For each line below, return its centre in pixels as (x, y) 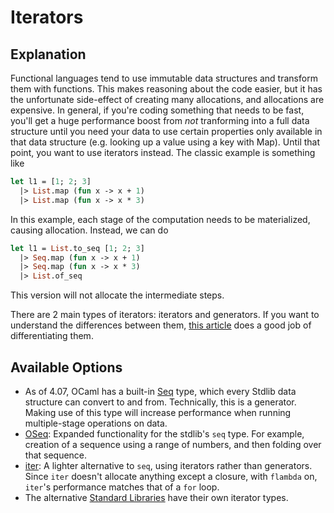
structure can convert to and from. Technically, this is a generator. (160, 402)
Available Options (66, 367)
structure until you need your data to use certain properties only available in (166, 131)
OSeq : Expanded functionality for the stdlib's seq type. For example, (164, 433)
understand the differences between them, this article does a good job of (161, 325)
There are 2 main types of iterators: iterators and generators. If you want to (165, 315)
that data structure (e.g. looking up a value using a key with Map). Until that (165, 142)
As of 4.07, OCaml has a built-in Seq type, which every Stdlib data (160, 391)
